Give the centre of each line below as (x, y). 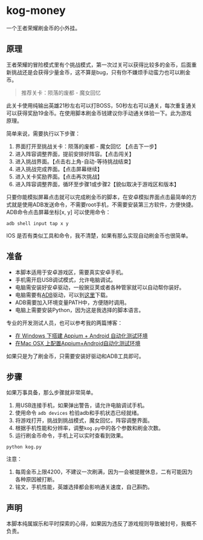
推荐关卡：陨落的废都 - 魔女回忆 (61, 93)
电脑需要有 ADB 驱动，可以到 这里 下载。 (63, 294)
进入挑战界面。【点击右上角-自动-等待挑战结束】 (74, 161)
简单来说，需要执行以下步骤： (43, 133)
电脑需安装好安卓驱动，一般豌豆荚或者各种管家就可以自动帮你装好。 (100, 287)
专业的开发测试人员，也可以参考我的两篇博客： (64, 323)
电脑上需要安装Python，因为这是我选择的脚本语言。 (79, 310)
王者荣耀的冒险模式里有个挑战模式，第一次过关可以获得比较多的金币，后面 (99, 65)
